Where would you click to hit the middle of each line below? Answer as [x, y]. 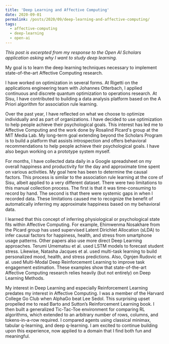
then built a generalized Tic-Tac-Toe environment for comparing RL [75, 309]
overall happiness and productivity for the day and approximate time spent [83, 166]
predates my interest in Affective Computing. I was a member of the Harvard [84, 293]
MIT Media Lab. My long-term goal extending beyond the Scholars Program [84, 135]
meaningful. [18, 336]
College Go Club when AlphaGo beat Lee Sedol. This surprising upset [78, 299]
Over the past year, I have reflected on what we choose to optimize [75, 113]
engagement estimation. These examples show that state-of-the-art [76, 267]
